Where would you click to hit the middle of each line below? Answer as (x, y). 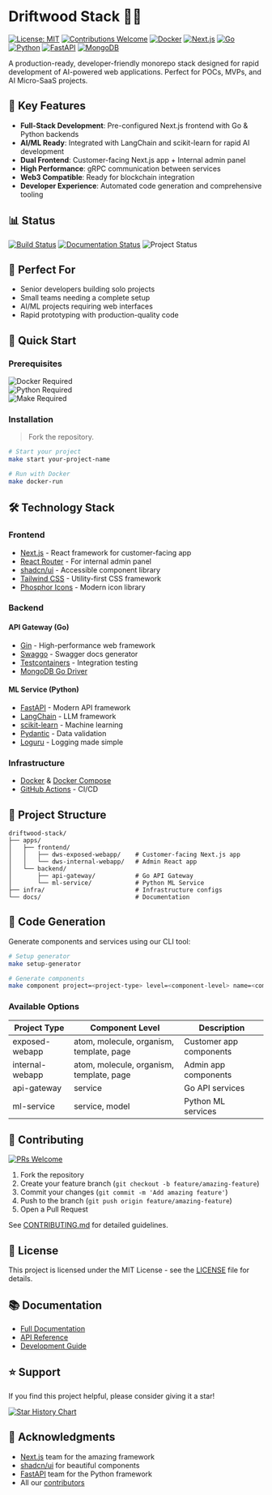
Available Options (44, 1007)
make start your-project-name (59, 460)
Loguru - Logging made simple (72, 742)
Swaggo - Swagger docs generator (79, 654)
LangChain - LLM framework (68, 716)
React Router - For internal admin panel (86, 561)
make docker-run (36, 481)
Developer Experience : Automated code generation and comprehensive (141, 185)
